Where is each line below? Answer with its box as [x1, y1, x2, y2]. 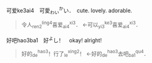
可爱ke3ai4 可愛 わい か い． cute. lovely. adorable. [6, 6, 132, 15]
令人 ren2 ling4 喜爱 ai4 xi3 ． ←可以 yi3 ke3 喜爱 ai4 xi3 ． [21, 20, 142, 29]
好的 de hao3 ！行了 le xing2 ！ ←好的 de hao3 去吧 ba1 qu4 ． [21, 48, 150, 59]
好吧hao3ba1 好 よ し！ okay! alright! [6, 35, 102, 44]
